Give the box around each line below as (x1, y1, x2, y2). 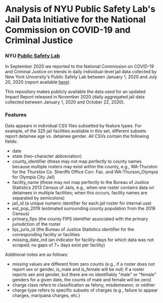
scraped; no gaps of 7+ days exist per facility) (12, 242, 105, 248)
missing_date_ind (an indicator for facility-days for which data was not (12, 237, 154, 242)
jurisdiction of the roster (12, 221, 61, 227)
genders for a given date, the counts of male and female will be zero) (12, 276, 152, 282)
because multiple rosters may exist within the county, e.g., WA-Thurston (12, 163, 158, 169)
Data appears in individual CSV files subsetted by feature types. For (5, 122, 142, 128)
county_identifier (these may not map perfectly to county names (12, 158, 142, 164)
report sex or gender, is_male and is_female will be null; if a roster (12, 266, 144, 272)
